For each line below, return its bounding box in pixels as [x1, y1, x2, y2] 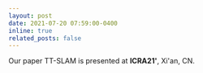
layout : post [8, 11, 53, 20]
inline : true [8, 26, 53, 34]
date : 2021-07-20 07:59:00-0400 [8, 19, 118, 27]
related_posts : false [8, 34, 82, 43]
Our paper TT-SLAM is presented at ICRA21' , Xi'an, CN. [8, 56, 195, 66]
